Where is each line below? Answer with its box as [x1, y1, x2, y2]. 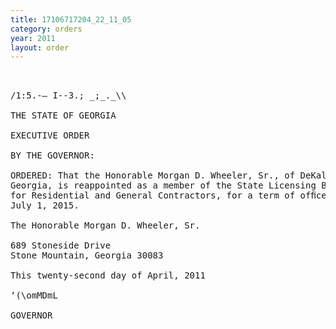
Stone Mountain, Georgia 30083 [10, 250, 164, 261]
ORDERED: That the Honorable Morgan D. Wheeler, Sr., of [10, 170, 296, 181]
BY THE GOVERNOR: [10, 150, 95, 161]
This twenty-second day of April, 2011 [10, 270, 206, 281]
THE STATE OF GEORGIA [10, 110, 117, 121]
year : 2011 [10, 33, 56, 43]
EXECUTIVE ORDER [10, 130, 90, 141]
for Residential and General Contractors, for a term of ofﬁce [10, 190, 327, 201]
